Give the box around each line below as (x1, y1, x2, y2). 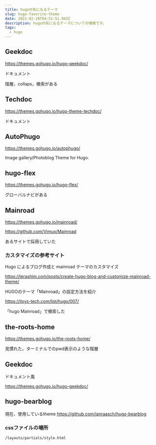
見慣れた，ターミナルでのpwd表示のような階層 (5, 346, 98, 352)
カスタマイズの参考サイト (5, 252, 64, 258)
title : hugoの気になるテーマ (5, 7, 58, 12)
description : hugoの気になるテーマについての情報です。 (5, 20, 107, 26)
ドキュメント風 (5, 374, 35, 379)
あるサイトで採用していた (5, 239, 56, 244)
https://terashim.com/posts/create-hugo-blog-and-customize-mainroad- (5, 274, 151, 279)
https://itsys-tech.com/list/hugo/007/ (5, 298, 79, 304)
